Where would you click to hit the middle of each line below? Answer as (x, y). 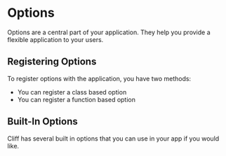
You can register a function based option (76, 99)
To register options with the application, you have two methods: (99, 78)
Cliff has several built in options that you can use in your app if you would (113, 139)
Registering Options (52, 62)
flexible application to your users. (55, 39)
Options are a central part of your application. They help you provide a (109, 32)
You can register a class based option (72, 92)
